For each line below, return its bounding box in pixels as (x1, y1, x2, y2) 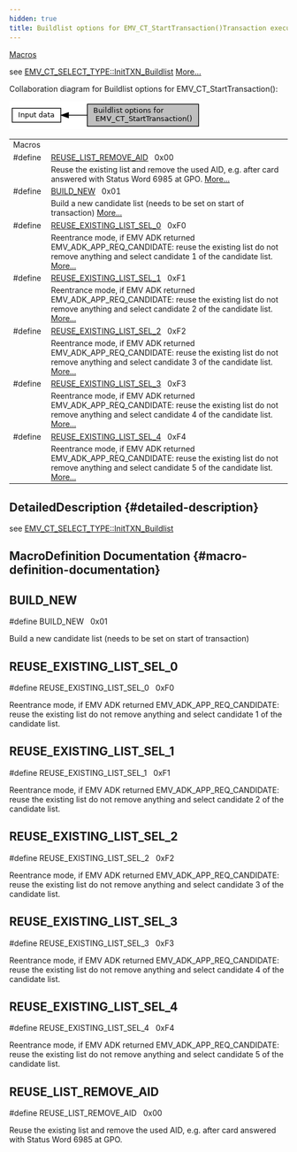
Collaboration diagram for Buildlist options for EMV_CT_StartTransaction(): (9, 83, 278, 94)
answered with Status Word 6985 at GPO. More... (50, 173, 231, 184)
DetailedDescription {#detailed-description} (9, 500, 259, 515)
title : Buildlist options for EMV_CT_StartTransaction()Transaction (9, 23, 267, 33)
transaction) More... (50, 208, 123, 219)
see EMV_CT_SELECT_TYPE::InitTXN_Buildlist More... (9, 66, 202, 77)
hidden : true (9, 14, 57, 23)
